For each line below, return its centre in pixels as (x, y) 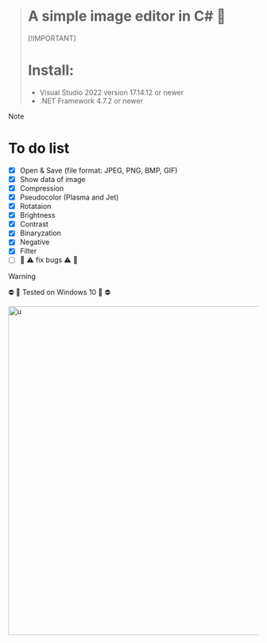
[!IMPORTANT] (52, 38)
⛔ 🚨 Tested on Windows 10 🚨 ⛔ (60, 292)
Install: (50, 70)
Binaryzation (41, 233)
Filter (28, 251)
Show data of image (52, 179)
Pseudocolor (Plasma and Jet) (69, 197)
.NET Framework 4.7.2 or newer (91, 101)
